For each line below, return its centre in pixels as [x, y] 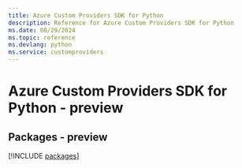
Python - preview [66, 108]
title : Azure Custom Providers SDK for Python [86, 15]
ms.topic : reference [42, 37]
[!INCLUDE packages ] [44, 156]
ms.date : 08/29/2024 [42, 30]
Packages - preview [58, 137]
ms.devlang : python [40, 45]
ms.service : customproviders [56, 52]
